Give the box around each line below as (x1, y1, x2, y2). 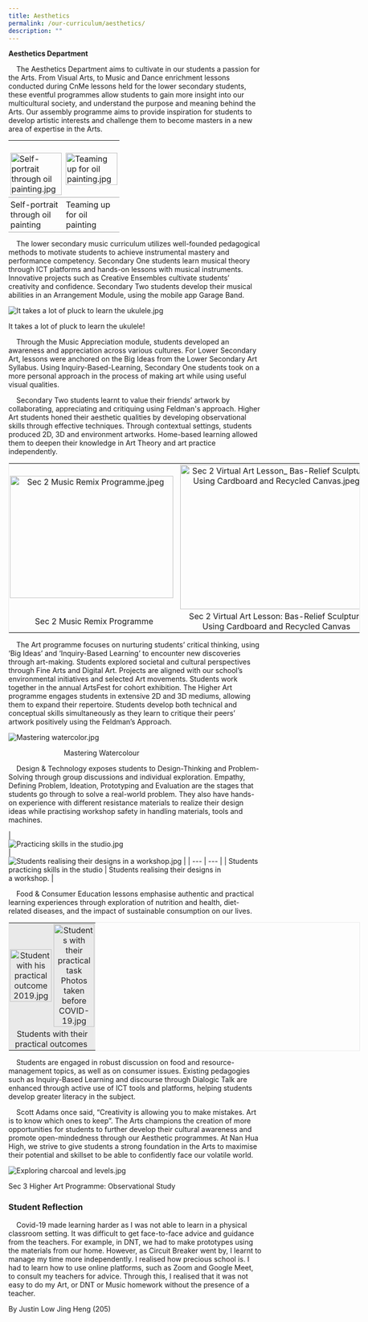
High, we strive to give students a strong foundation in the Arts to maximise (8, 1142, 258, 1151)
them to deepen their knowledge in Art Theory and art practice (8, 438, 216, 448)
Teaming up (65, 199, 111, 210)
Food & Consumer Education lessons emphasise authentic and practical (15, 889, 255, 899)
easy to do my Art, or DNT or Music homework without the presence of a (8, 1279, 250, 1289)
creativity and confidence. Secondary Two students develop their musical (8, 282, 253, 291)
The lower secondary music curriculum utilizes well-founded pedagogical (15, 239, 260, 249)
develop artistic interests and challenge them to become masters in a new (8, 116, 253, 126)
